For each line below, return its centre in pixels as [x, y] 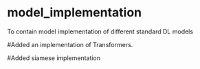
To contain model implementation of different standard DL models [100, 31]
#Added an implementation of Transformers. [70, 44]
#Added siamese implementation [54, 58]
